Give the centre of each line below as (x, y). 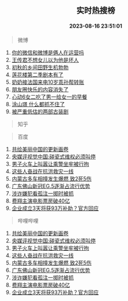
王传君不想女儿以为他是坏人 (45, 60)
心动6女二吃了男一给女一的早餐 (49, 97)
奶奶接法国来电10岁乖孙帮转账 (48, 82)
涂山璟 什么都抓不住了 (38, 104)
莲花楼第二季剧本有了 (37, 74)
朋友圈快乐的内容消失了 (40, 89)
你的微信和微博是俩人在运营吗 (48, 53)
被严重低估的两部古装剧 (40, 112)
